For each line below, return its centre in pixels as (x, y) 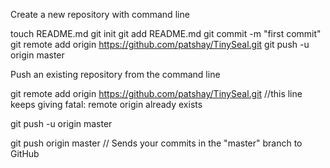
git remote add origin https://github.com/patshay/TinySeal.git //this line (156, 93)
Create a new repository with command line (100, 14)
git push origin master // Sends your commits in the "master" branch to (156, 143)
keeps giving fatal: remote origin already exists (106, 104)
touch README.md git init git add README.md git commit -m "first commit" (166, 33)
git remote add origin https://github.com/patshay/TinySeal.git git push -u (160, 44)
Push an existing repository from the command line (115, 74)
